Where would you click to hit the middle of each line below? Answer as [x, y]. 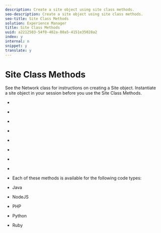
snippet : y [16, 46]
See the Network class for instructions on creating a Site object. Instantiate [80, 88]
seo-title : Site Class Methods [37, 19]
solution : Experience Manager [36, 23]
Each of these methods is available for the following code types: [77, 178]
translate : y [18, 50]
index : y [14, 37]
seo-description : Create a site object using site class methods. [74, 14]
